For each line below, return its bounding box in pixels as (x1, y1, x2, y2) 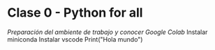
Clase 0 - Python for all (7, 5, 143, 21)
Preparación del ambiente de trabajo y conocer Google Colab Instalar (7, 28, 208, 36)
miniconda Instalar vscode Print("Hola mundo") (7, 35, 143, 43)
